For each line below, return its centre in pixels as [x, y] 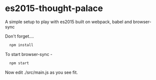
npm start [19, 63]
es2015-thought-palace [54, 8]
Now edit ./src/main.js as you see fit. [42, 72]
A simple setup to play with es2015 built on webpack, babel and [69, 22]
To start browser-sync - [29, 54]
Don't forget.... [20, 36]
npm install [22, 45]
